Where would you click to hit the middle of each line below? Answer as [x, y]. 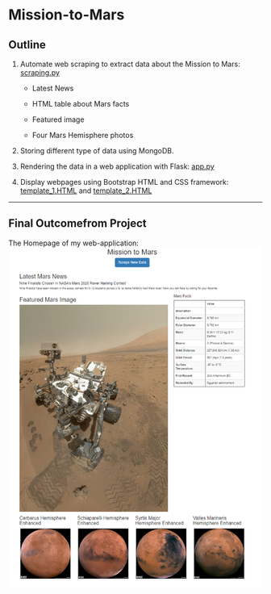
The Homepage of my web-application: [74, 243]
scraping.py [40, 73]
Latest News [53, 88]
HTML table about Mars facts [81, 104]
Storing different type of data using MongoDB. [97, 151]
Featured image [58, 119]
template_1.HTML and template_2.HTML [86, 190]
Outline [27, 45]
